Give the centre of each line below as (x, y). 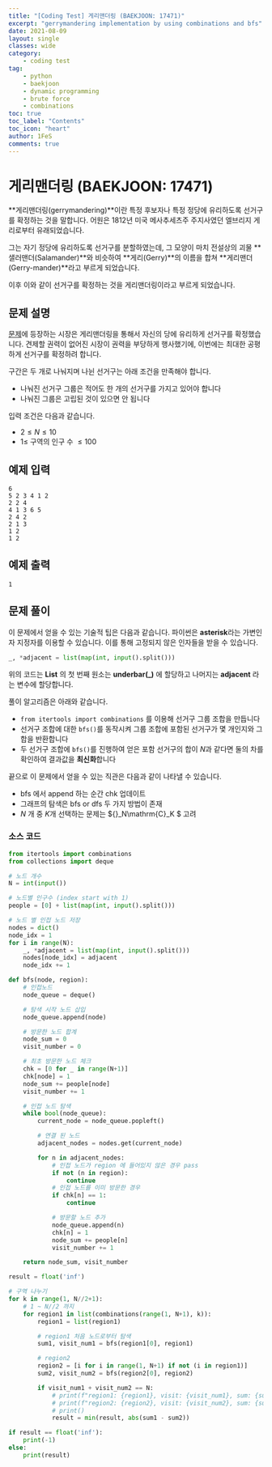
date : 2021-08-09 (38, 31)
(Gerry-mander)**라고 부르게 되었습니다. (74, 268)
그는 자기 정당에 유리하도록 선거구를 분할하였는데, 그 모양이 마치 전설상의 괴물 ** (135, 248)
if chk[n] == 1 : (79, 1196)
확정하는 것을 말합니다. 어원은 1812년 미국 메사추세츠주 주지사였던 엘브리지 (134, 220)
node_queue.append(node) (65, 1017)
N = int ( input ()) (38, 884)
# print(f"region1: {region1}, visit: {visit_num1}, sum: (151, 1395)
